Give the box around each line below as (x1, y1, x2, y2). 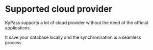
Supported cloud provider (5, 3, 113, 15)
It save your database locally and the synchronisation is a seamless (5, 34, 141, 40)
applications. (5, 25, 31, 30)
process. (5, 39, 23, 45)
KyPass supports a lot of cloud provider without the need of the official (5, 20, 148, 25)
